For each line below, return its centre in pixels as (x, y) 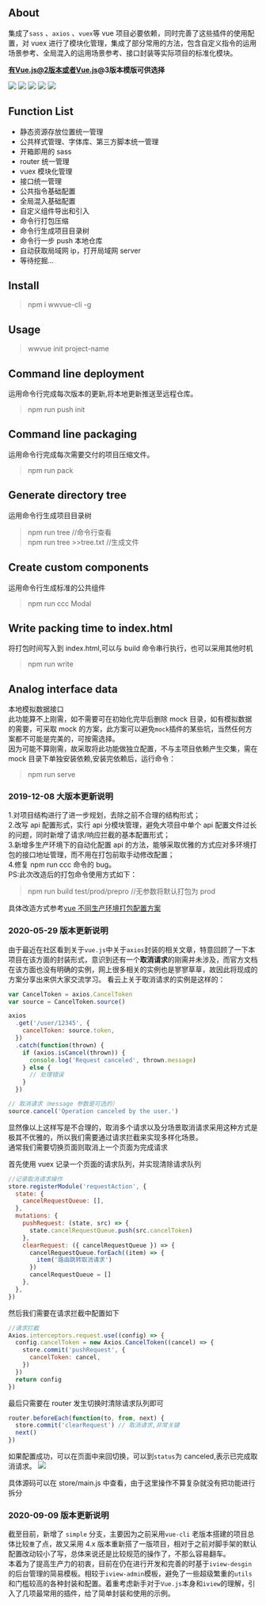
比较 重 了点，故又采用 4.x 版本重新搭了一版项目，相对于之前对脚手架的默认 (136, 1544)
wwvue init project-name (68, 349)
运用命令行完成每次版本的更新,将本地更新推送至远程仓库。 (103, 394)
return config (38, 1379)
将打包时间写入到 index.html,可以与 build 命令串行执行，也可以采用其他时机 (131, 648)
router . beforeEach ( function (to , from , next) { (86, 1418)
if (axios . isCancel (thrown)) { (74, 1053)
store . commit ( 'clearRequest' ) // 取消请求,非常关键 (97, 1425)
